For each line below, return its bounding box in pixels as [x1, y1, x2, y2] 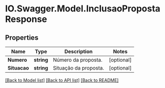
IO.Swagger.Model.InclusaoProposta [5, 3, 161, 14]
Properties [5, 33, 39, 42]
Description [64, 48, 93, 55]
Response [5, 13, 48, 25]
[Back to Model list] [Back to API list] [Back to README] [5, 78, 119, 83]
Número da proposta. [53, 57, 103, 63]
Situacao [7, 65, 29, 71]
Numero [7, 57, 27, 63]
